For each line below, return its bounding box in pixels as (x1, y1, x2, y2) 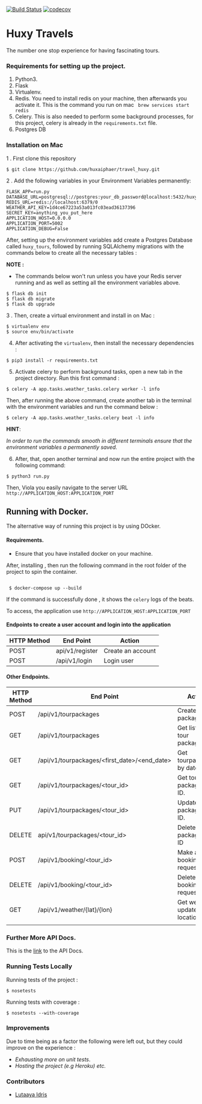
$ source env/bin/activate (6, 329, 74, 335)
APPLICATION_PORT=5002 (6, 220, 63, 226)
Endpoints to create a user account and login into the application (6, 621, 171, 628)
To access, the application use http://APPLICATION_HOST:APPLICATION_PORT (6, 607, 191, 614)
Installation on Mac (6, 141, 63, 149)
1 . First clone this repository (6, 155, 76, 162)
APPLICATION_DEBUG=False (6, 225, 69, 232)
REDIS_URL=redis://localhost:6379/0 (6, 199, 98, 205)
